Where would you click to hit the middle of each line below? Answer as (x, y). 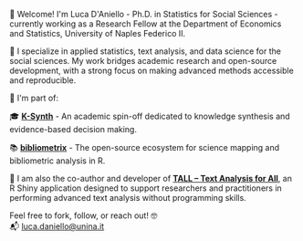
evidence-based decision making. (73, 129)
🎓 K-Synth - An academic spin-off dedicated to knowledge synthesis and (150, 116)
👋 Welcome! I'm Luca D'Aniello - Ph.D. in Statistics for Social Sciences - (144, 14)
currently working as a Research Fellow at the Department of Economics (146, 24)
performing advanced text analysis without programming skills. (128, 198)
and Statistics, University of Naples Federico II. (98, 33)
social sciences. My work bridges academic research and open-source (143, 61)
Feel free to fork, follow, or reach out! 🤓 (84, 215)
